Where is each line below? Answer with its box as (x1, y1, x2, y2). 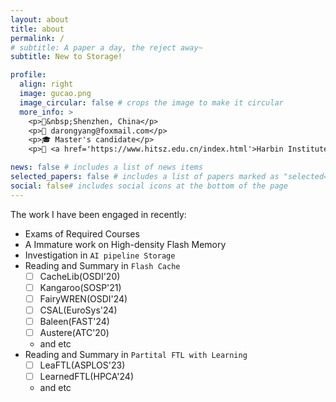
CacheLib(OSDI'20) (39, 270, 121, 282)
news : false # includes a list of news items (10, 162, 203, 173)
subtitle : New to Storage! (10, 52, 123, 62)
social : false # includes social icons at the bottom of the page (10, 181, 288, 191)
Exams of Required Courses (24, 227, 140, 240)
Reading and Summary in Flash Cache (24, 259, 181, 271)
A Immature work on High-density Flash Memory (24, 238, 227, 250)
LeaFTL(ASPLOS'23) (39, 359, 126, 371)
